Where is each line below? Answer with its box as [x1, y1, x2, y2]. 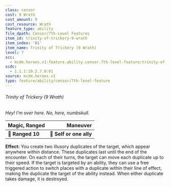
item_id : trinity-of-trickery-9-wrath [5, 36, 88, 41]
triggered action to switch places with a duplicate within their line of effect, [5, 165, 162, 171]
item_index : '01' [5, 41, 42, 46]
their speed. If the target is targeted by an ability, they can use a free [5, 160, 149, 166]
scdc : [5, 64, 17, 69]
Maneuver [66, 121, 92, 129]
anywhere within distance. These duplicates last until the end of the [5, 148, 147, 155]
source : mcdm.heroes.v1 [5, 74, 56, 79]
